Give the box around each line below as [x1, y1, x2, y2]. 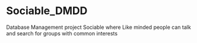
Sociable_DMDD [6, 4, 88, 18]
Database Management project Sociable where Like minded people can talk [6, 24, 191, 31]
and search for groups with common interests [6, 29, 117, 37]
